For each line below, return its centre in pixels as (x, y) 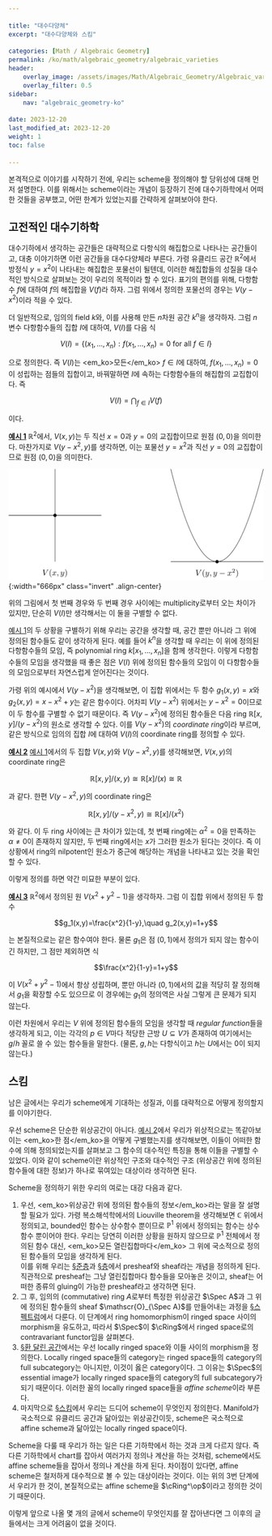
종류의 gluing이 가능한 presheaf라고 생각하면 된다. (115, 1286)
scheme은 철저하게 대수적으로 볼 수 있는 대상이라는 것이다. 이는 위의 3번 (123, 1476)
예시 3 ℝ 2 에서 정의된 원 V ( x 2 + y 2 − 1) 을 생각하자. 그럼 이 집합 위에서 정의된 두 (132, 896)
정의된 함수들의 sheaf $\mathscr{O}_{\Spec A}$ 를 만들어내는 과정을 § (142, 1307)
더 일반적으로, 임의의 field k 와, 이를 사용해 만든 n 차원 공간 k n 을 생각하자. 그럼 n (133, 317)
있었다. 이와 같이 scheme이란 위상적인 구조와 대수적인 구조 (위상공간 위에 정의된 (135, 1160)
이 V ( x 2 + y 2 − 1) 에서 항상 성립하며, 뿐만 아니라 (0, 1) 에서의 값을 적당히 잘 (123, 983)
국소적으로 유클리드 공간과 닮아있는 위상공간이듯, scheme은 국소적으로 (132, 1419)
